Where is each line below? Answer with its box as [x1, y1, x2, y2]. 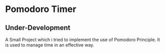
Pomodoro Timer [5, 3, 76, 15]
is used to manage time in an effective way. [5, 42, 94, 48]
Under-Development [5, 23, 71, 32]
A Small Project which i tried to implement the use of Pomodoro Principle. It [5, 36, 160, 42]
